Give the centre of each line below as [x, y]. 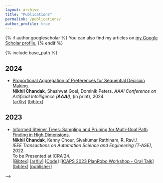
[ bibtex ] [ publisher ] [32, 166]
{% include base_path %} [31, 53]
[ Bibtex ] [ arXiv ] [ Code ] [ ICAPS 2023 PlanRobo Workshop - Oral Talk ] [83, 161]
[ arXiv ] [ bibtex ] [28, 102]
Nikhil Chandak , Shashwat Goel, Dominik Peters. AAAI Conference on [84, 91]
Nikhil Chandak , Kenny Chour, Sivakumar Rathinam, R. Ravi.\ [75, 140]
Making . [21, 86]
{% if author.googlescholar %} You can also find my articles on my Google [81, 38]
